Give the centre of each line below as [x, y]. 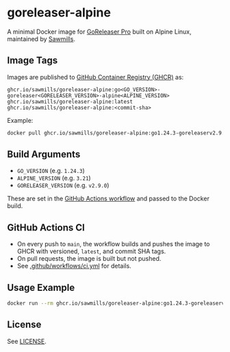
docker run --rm [30, 303]
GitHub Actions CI [46, 227]
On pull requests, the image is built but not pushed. [89, 259]
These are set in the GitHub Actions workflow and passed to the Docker [108, 199]
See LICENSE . [27, 341]
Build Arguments [44, 155]
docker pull [24, 133]
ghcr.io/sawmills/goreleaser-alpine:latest [70, 102]
